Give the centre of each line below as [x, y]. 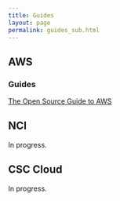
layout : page [29, 23]
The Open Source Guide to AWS [60, 101]
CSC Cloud [35, 170]
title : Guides [31, 15]
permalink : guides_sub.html [54, 30]
